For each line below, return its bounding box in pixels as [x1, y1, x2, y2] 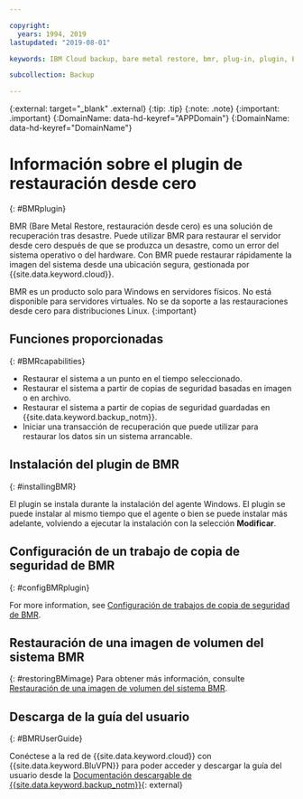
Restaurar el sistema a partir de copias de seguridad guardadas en [22, 401, 271, 412]
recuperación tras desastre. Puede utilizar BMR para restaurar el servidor [9, 230, 281, 241]
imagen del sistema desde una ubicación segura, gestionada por [9, 259, 250, 270]
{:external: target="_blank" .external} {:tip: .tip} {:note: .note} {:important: [9, 103, 280, 114]
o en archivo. [22, 392, 72, 403]
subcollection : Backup [9, 70, 95, 80]
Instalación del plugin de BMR [9, 457, 179, 473]
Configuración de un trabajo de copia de [9, 544, 241, 559]
